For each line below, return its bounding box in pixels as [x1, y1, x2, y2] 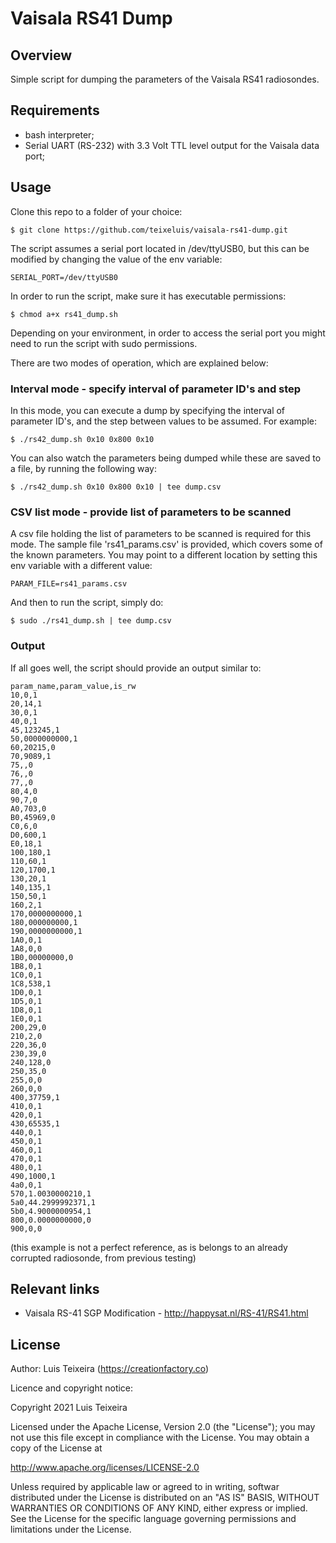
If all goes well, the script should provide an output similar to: [10, 662, 262, 674]
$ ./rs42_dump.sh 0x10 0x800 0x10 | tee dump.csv [10, 482, 222, 492]
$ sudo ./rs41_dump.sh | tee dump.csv [10, 616, 172, 626]
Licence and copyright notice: [10, 1382, 134, 1394]
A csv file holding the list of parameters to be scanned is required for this [10, 528, 312, 540]
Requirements [10, 102, 100, 119]
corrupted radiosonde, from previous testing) [10, 1252, 197, 1264]
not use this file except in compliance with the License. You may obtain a [10, 1432, 310, 1444]
